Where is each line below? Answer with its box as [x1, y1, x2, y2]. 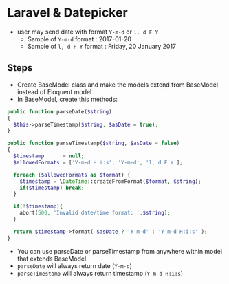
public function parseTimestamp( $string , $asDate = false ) [7, 140, 180, 147]
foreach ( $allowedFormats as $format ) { [13, 171, 131, 178]
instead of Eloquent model [17, 87, 92, 96]
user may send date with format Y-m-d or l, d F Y [17, 28, 159, 36]
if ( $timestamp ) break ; [19, 184, 85, 191]
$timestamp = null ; [13, 153, 85, 160]
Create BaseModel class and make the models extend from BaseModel [17, 80, 219, 89]
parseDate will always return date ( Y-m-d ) [17, 261, 133, 270]
